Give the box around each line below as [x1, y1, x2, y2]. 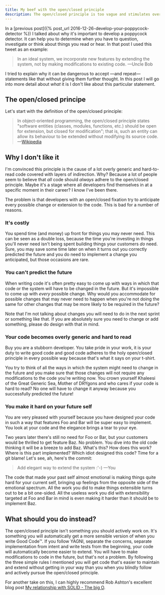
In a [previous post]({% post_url [5, 25, 70, 31]
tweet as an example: [5, 46, 48, 52]
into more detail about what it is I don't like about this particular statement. [5, 81, 156, 87]
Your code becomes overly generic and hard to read [5, 333, 132, 340]
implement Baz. [5, 500, 37, 506]
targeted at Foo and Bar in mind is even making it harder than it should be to [5, 496, 159, 501]
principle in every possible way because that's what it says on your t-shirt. [5, 355, 156, 361]
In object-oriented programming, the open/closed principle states [17, 118, 150, 124]
